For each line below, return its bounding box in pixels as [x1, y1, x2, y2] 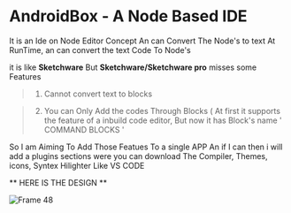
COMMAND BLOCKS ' [43, 124, 126, 134]
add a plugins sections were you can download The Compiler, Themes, [9, 150, 268, 161]
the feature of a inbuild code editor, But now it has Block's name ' [43, 115, 282, 126]
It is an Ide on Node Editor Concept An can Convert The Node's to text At [9, 35, 276, 46]
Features [9, 71, 42, 81]
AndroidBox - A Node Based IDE [9, 6, 248, 27]
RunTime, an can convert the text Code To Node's [9, 44, 192, 55]
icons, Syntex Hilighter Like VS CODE [9, 160, 145, 171]
